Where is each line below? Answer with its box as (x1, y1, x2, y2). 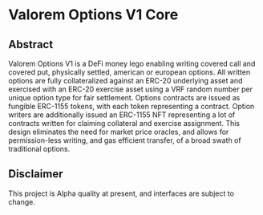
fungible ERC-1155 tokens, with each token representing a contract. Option (8, 102, 255, 111)
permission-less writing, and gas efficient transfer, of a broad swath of (8, 136, 242, 145)
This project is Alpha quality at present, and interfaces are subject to (8, 189, 235, 198)
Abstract (8, 38, 54, 51)
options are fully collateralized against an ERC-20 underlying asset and (8, 76, 243, 85)
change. (8, 197, 36, 206)
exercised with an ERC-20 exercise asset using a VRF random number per (8, 84, 253, 94)
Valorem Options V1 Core (8, 6, 179, 24)
